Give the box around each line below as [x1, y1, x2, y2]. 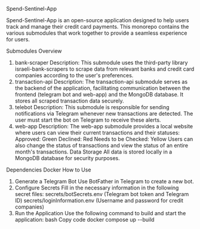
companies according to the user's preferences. [14, 72, 134, 79]
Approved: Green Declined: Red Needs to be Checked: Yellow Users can [14, 135, 193, 143]
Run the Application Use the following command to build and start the [14, 210, 186, 216]
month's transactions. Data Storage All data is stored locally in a [14, 148, 173, 155]
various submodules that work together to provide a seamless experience [6, 29, 187, 37]
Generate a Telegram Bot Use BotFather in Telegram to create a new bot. [14, 178, 194, 185]
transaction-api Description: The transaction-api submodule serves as [14, 78, 188, 85]
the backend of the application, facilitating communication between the [14, 85, 190, 92]
